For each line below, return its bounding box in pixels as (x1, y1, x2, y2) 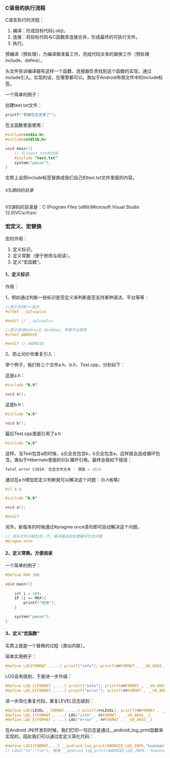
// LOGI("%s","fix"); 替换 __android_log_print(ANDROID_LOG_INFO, (5, 748, 147, 753)
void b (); (5, 421, 26, 426)
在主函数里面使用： (5, 122, 46, 128)
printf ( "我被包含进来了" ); (5, 112, 57, 117)
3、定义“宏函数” (5, 631, 40, 637)
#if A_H (5, 486, 22, 492)
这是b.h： (5, 402, 25, 408)
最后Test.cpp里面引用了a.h (5, 430, 61, 436)
